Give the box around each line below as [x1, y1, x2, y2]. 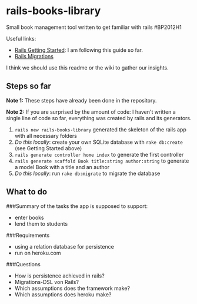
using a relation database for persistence [14, 243, 115, 250]
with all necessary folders [14, 132, 78, 139]
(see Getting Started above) [14, 144, 82, 151]
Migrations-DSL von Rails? [14, 278, 79, 285]
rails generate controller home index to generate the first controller [14, 151, 184, 158]
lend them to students [14, 220, 68, 227]
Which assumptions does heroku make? [14, 290, 112, 298]
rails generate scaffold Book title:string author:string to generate [14, 157, 189, 164]
